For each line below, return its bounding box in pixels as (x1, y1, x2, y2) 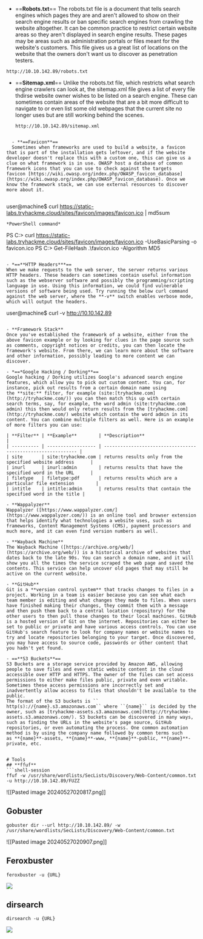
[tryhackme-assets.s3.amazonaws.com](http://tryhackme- (47, 709, 191, 715)
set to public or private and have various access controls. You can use (6, 624, 197, 630)
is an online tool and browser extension (90, 512, 197, 518)
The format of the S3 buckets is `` (6, 698, 99, 704)
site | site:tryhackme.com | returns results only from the (12, 454, 183, 460)
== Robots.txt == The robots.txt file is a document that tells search (15, 5, 181, 12)
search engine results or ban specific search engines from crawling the (15, 18, 193, 25)
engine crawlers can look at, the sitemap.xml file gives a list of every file (15, 86, 196, 93)
